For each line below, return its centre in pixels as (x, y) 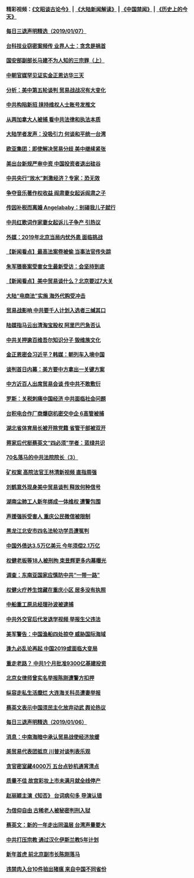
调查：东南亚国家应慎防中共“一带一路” (53, 575)
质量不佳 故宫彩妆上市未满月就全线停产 (54, 781)
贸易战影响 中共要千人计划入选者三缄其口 (56, 310)
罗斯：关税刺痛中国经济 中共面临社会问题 (56, 399)
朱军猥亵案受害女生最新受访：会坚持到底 (55, 266)
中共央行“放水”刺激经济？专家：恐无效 (53, 178)
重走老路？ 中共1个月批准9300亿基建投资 (56, 663)
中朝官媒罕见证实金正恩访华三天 (45, 75)
